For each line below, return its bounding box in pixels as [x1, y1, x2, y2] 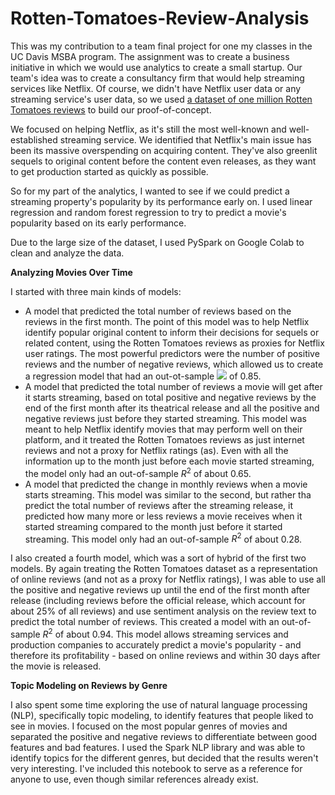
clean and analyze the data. [10, 247, 125, 259]
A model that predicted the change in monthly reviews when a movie [24, 478, 308, 490]
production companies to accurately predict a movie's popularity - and [10, 638, 302, 651]
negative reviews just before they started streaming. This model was [24, 412, 308, 424]
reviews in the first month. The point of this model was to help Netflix [24, 315, 310, 327]
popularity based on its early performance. [10, 217, 187, 229]
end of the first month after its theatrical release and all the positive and [24, 402, 320, 414]
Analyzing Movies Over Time [10, 266, 133, 278]
